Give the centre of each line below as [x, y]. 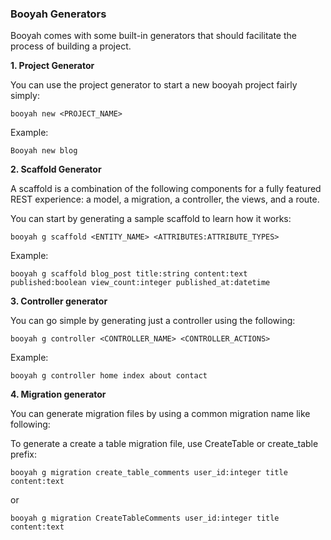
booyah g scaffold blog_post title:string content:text [129, 274]
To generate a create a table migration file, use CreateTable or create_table [164, 444]
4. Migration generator [58, 394]
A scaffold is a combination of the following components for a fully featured [166, 189]
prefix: [24, 454]
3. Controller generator [59, 301]
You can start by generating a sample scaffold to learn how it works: [151, 219]
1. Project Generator [52, 66]
